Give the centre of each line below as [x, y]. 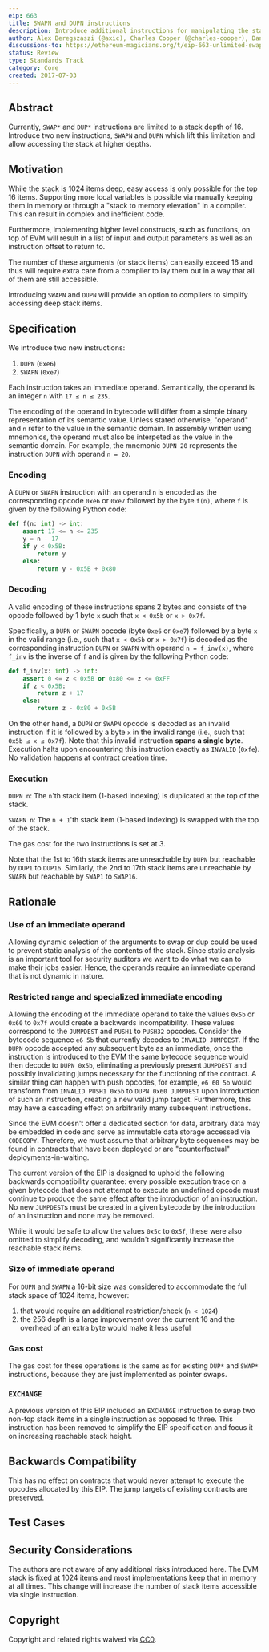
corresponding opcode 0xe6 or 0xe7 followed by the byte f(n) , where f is [128, 501]
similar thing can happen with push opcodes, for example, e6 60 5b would [130, 1082]
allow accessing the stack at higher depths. [80, 144]
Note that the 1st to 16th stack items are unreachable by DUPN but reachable [132, 859]
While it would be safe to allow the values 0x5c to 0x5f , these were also [125, 1231]
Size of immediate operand [62, 1269]
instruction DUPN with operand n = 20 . [70, 454]
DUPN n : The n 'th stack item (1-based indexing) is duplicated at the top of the [134, 796]
